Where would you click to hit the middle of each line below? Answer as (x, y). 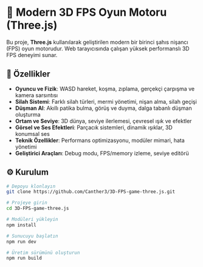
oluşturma (28, 114)
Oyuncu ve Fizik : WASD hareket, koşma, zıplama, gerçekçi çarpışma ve (105, 89)
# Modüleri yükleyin (33, 220)
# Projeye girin (27, 203)
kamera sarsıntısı (36, 95)
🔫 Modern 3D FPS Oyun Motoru (87, 12)
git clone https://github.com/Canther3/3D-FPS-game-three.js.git (91, 192)
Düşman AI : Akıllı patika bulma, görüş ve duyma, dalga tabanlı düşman (104, 108)
